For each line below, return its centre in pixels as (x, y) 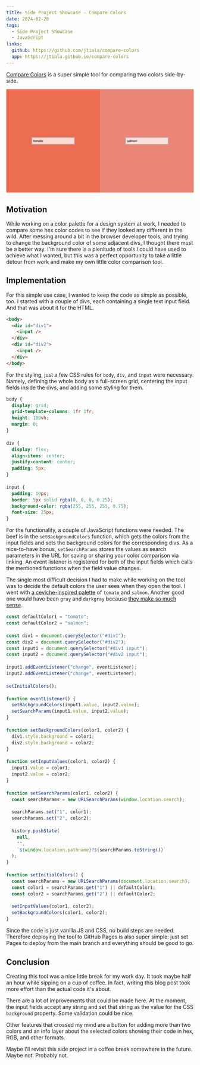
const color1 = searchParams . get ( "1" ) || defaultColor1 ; (84, 887)
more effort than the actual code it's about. (59, 989)
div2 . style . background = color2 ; (53, 743)
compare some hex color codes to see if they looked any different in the (94, 230)
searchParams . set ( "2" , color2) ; (52, 818)
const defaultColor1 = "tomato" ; (48, 617)
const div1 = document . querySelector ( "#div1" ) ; (66, 636)
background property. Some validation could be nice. (70, 1013)
